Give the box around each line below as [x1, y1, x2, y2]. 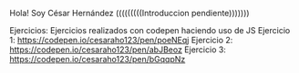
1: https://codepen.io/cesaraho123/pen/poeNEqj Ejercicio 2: [9, 35, 233, 45]
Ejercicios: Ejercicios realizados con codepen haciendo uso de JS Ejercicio [9, 25, 291, 35]
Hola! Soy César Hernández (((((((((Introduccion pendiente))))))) [9, 8, 250, 18]
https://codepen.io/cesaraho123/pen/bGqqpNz [9, 54, 186, 64]
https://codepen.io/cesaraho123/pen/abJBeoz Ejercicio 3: [9, 44, 226, 55]
